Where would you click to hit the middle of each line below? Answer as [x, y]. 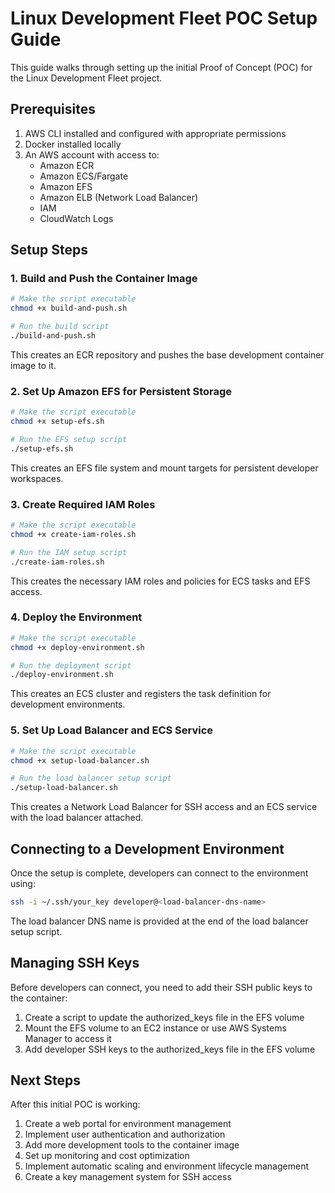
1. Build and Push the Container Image [104, 279]
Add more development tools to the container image [132, 1145]
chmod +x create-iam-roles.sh [73, 534]
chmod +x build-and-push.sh [69, 308]
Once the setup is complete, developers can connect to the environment [159, 873]
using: [23, 883]
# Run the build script [60, 327]
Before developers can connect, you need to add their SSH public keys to [161, 987]
